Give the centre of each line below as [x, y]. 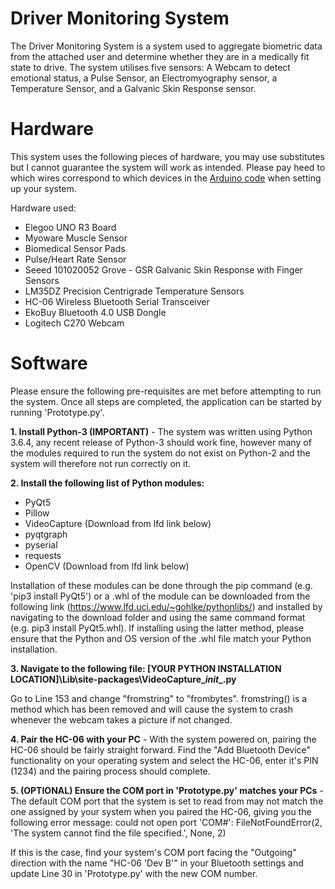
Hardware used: [43, 208]
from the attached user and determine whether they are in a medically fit [160, 56]
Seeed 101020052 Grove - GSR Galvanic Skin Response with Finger [163, 269]
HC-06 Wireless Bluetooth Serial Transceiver [117, 301]
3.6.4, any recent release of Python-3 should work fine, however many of [161, 442]
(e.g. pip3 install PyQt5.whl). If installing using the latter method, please [157, 628]
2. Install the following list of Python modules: [107, 483]
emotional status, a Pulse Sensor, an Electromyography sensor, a [144, 78]
